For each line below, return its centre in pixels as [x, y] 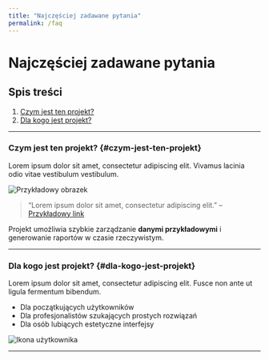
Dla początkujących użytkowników [77, 307]
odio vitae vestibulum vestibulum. [64, 174]
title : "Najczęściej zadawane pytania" [75, 16]
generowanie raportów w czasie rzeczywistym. [86, 238]
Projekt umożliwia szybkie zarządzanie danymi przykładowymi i [115, 229]
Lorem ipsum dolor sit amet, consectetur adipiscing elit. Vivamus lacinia [127, 166]
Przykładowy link [56, 214]
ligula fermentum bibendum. [55, 292]
